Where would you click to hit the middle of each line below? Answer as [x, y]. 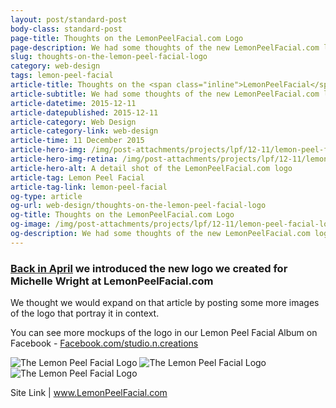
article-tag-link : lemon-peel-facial [89, 187]
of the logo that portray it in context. [85, 313]
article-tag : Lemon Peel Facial [77, 177]
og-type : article [46, 196]
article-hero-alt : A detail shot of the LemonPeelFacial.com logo [151, 168]
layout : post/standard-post [69, 19]
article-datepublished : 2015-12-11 [84, 112]
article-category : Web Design [73, 122]
